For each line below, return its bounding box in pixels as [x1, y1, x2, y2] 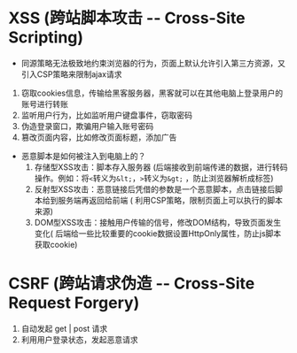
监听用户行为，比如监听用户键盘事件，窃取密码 [20, 110, 192, 120]
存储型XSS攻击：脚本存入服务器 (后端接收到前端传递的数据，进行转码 [34, 161, 289, 173]
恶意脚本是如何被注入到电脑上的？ [20, 150, 146, 161]
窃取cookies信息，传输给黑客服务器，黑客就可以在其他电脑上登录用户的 [20, 88, 284, 98]
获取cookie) [34, 239, 78, 249]
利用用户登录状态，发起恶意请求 [20, 334, 138, 345]
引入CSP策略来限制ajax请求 [20, 68, 122, 80]
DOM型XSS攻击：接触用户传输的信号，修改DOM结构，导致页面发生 [34, 217, 281, 227]
